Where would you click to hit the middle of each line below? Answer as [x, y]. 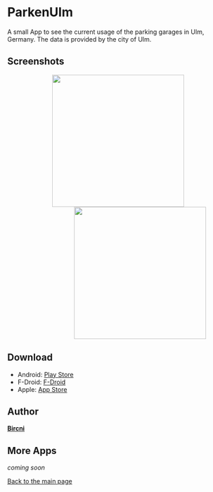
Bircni [16, 429]
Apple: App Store [42, 389]
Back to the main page [40, 481]
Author [23, 411]
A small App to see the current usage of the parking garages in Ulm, [106, 32]
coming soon [26, 468]
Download [30, 358]
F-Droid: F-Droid [41, 382]
